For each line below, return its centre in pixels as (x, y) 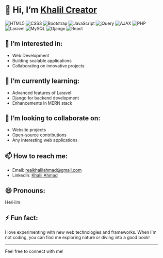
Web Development (31, 55)
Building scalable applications (42, 61)
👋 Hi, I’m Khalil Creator (51, 10)
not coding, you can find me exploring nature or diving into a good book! (77, 237)
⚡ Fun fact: (22, 218)
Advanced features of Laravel (42, 93)
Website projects (29, 130)
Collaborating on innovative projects (48, 65)
